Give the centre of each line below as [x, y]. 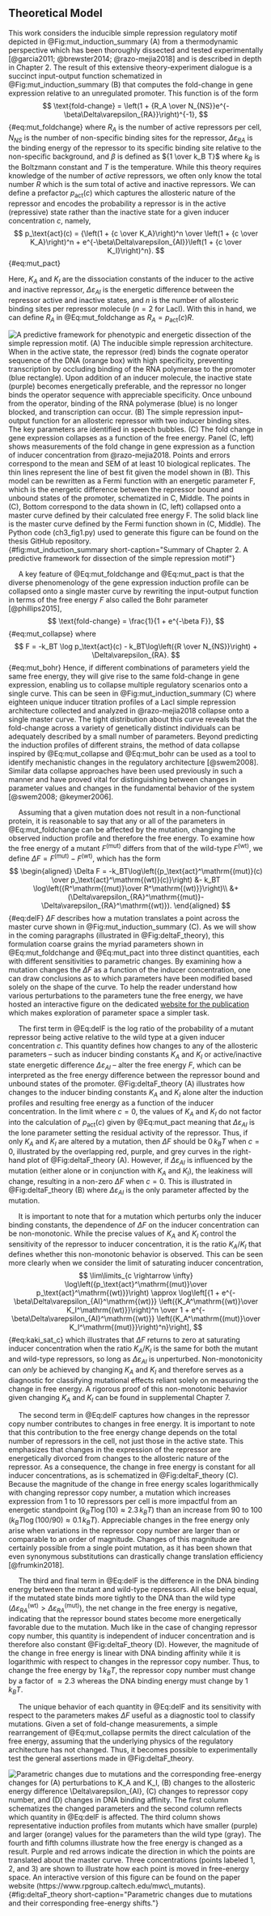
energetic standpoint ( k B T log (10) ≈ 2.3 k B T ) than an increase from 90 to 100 [135, 1511]
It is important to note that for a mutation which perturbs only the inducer [140, 1216]
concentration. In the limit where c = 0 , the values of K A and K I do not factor [135, 1113]
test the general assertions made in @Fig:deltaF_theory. [101, 1758]
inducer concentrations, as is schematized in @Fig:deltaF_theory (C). [123, 1475]
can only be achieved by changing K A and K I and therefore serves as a [126, 1370]
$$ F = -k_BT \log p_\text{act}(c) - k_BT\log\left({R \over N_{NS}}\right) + [136, 646]
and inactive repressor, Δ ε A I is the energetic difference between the [121, 290]
